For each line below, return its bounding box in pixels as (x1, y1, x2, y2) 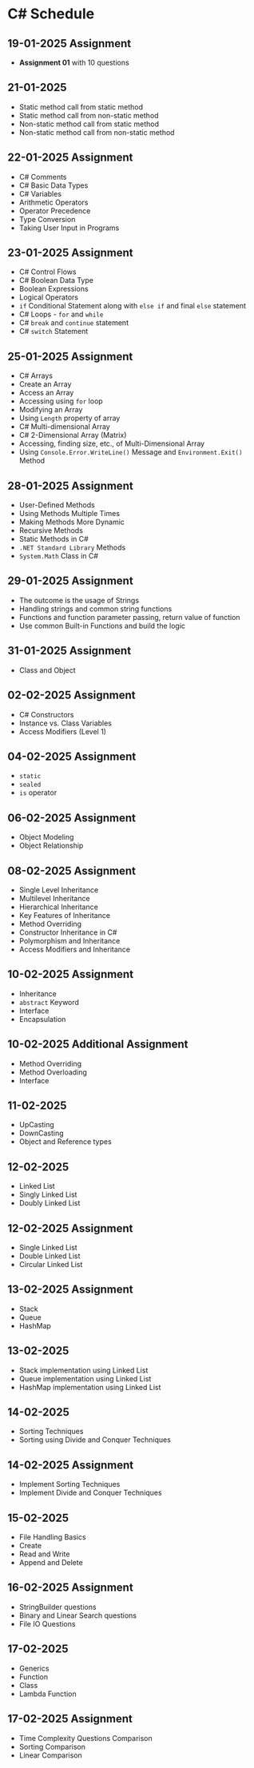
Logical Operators (18, 292, 79, 302)
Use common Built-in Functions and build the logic (18, 621, 185, 630)
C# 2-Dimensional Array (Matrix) (18, 431, 127, 440)
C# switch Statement (18, 327, 89, 336)
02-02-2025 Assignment (7, 689, 137, 702)
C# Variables (18, 189, 62, 198)
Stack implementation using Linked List (18, 1365, 149, 1375)
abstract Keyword (18, 997, 79, 1007)
